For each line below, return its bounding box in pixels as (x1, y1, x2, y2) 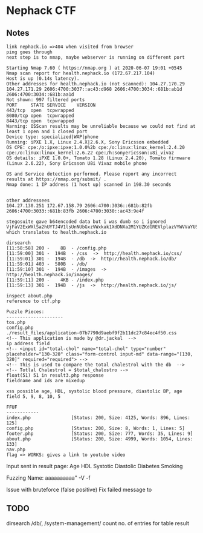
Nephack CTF (6, 4, 77, 18)
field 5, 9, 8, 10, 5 (6, 394, 61, 400)
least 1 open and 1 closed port (6, 128, 88, 134)
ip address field (6, 340, 50, 346)
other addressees (6, 197, 50, 204)
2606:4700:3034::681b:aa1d (6, 91, 74, 98)
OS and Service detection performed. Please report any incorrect (6, 171, 177, 177)
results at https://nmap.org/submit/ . (6, 176, 107, 182)
